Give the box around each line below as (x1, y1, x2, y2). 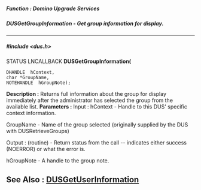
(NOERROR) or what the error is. (6, 146, 86, 153)
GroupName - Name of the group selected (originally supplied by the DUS (6, 121, 188, 128)
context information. (6, 110, 56, 117)
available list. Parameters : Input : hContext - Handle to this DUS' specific (6, 103, 187, 110)
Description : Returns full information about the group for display (6, 91, 166, 98)
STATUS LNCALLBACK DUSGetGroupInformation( (6, 58, 132, 65)
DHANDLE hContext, (6, 70, 55, 76)
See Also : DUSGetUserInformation (6, 174, 139, 185)
